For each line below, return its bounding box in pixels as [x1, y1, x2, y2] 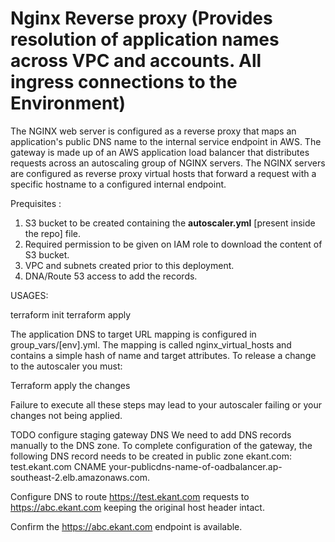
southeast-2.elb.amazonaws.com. [10, 471, 151, 483]
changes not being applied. [10, 409, 123, 421]
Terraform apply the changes [10, 379, 131, 391]
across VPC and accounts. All [10, 50, 262, 72]
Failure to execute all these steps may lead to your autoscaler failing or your [10, 398, 322, 411]
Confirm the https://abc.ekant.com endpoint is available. [10, 520, 243, 532]
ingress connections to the [10, 71, 238, 94]
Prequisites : [10, 197, 62, 209]
